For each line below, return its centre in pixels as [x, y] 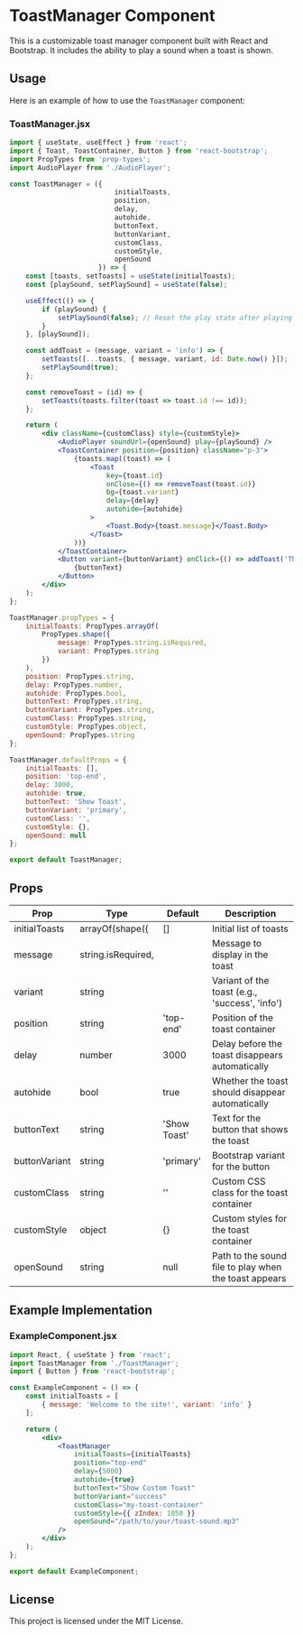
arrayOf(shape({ [114, 928]
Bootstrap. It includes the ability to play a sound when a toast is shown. [141, 50]
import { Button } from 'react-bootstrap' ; [92, 1372]
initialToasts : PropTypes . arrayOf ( [92, 626]
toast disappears [247, 1055]
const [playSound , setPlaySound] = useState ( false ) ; [127, 285]
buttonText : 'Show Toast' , [76, 802]
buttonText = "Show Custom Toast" [134, 1488]
